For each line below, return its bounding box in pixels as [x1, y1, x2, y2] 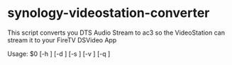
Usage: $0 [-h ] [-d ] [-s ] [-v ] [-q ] [7, 49, 111, 58]
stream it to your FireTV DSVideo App [7, 35, 117, 44]
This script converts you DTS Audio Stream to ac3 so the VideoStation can [7, 28, 226, 37]
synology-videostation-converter [7, 5, 210, 21]
